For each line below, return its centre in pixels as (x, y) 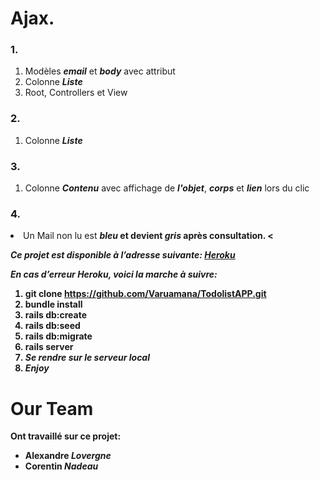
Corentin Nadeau (61, 466)
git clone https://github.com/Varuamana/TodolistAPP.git (145, 294)
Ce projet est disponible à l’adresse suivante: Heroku (123, 255)
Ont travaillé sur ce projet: (66, 436)
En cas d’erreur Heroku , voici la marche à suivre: (114, 274)
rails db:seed (52, 326)
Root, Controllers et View (76, 93)
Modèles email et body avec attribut (100, 71)
